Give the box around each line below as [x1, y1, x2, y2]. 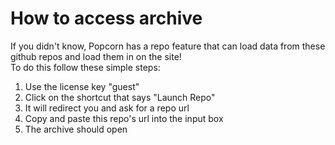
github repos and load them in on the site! [10, 50, 182, 62]
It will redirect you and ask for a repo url [24, 102, 190, 114]
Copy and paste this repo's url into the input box [24, 112, 224, 124]
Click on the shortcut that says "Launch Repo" [24, 91, 216, 103]
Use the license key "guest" [24, 80, 140, 92]
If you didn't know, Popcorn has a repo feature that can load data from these [10, 40, 326, 52]
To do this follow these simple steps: [10, 61, 161, 73]
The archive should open [24, 123, 128, 135]
